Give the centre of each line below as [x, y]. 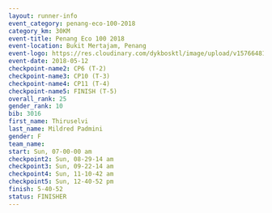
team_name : [27, 144]
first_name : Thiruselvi [49, 121]
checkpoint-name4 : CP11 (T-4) [59, 83]
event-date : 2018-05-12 [49, 62]
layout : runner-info [43, 16]
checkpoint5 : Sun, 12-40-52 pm [61, 182]
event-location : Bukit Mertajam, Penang [78, 46]
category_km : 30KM [39, 31]
